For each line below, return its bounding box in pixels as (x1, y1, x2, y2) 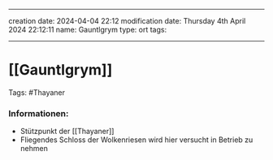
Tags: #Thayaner (8, 87, 66, 97)
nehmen (19, 144, 49, 154)
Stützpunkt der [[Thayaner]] (19, 127, 115, 136)
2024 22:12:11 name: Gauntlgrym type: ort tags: (8, 25, 167, 34)
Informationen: (8, 107, 69, 119)
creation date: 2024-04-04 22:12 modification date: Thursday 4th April (8, 16, 246, 25)
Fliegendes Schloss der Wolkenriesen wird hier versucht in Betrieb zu (19, 135, 253, 145)
